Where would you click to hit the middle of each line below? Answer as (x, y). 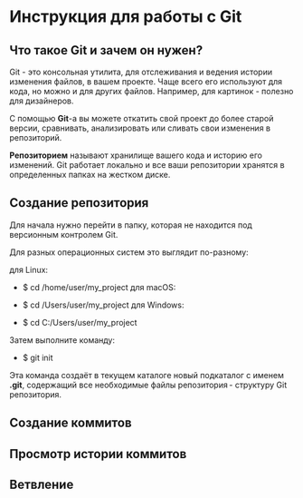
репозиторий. (36, 137)
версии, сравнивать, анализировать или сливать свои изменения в (140, 128)
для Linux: (28, 269)
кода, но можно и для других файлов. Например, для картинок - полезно (151, 91)
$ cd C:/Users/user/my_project (80, 322)
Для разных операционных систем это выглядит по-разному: (129, 252)
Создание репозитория (79, 203)
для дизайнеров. (42, 101)
